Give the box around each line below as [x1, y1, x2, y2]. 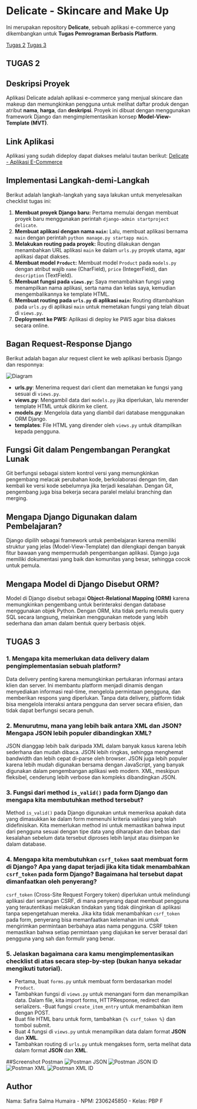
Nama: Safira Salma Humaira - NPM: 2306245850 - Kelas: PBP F [6, 1097, 163, 1104]
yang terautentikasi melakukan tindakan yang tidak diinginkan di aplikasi [6, 903, 181, 911]
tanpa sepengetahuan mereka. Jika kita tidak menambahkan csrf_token [6, 909, 181, 916]
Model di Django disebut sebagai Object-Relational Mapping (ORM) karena [6, 595, 190, 602]
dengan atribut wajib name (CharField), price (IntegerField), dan [14, 265, 168, 272]
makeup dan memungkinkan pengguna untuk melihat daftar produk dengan [6, 100, 189, 107]
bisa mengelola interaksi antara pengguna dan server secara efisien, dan [6, 700, 183, 707]
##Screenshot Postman [6, 1058, 64, 1065]
